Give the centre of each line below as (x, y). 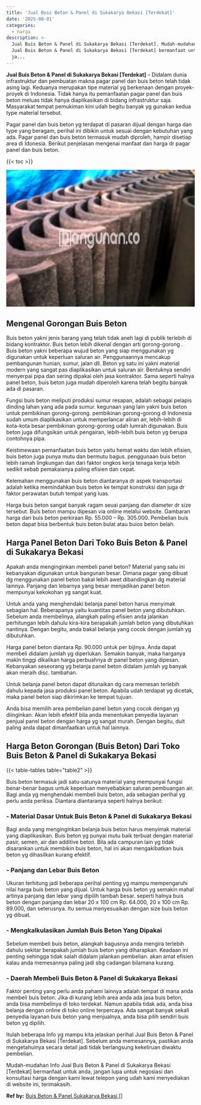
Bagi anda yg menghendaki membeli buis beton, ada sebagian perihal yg (96, 794)
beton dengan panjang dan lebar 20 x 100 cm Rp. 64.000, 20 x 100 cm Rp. (98, 902)
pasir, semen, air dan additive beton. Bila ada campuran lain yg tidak (90, 842)
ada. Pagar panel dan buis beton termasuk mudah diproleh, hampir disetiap (99, 137)
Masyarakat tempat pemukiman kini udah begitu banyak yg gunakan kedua (99, 106)
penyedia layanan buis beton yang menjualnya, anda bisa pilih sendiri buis (98, 1016)
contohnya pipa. (26, 439)
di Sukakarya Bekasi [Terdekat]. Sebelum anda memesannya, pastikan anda (100, 1040)
